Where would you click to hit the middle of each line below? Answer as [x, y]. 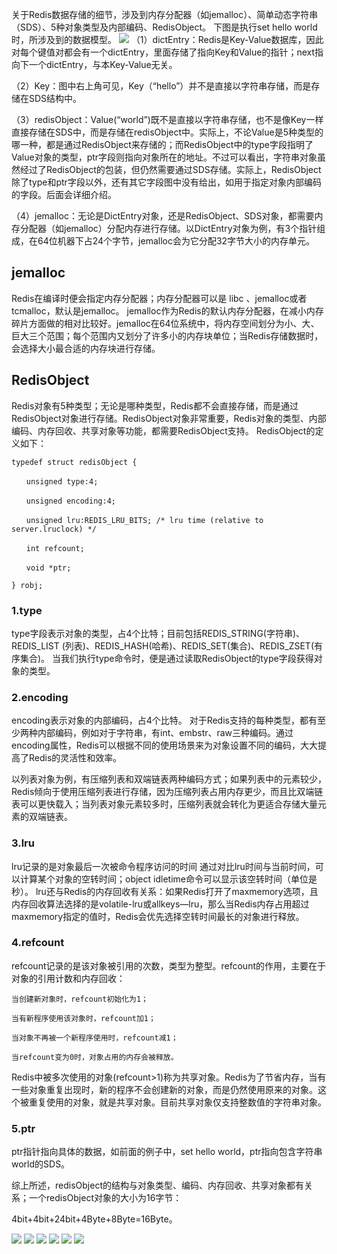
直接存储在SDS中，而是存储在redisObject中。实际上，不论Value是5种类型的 [167, 132]
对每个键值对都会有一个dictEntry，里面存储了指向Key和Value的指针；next [163, 52]
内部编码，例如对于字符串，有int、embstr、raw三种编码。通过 [165, 733]
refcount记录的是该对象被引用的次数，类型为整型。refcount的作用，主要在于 [168, 965]
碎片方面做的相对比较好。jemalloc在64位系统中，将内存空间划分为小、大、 [165, 323]
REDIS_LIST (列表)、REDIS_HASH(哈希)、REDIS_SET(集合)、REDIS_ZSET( [162, 645]
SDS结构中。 [55, 98]
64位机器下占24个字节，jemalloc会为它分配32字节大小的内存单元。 [176, 241]
